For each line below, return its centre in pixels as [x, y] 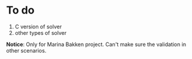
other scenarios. [26, 50]
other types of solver [41, 32]
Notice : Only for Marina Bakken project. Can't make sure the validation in [96, 44]
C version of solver [38, 27]
